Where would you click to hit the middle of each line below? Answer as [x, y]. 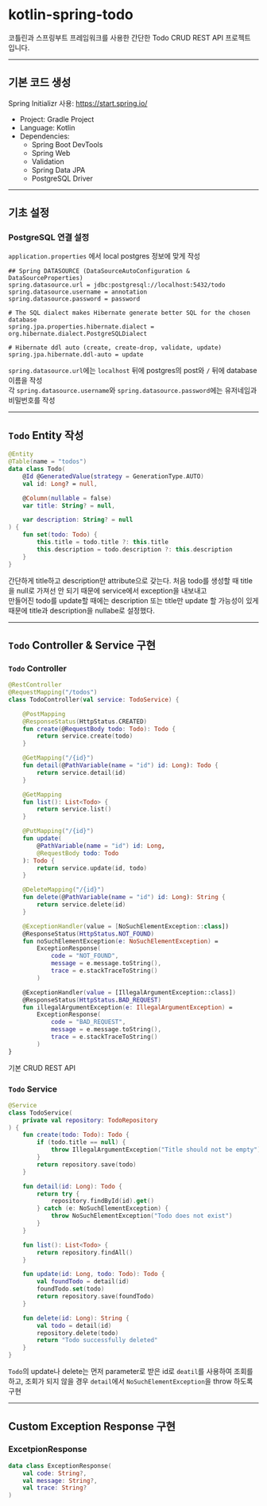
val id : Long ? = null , [60, 484]
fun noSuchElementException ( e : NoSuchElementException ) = [120, 941]
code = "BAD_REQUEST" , [88, 1022]
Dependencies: [44, 136]
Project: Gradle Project [57, 119]
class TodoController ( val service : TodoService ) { [94, 699]
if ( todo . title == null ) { [81, 1142]
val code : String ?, [55, 1473]
